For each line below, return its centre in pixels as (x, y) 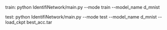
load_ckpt (15, 22)
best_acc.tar (39, 22)
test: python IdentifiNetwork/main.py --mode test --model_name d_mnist (81, 17)
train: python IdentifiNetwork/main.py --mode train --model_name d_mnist (82, 7)
